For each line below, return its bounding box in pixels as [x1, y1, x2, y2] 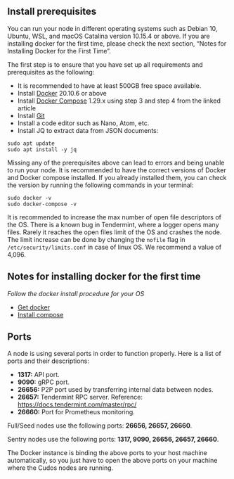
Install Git [17, 111, 45, 120]
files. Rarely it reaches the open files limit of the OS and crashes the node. [7, 228, 222, 236]
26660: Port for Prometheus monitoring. [17, 408, 135, 416]
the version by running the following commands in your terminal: [7, 181, 194, 189]
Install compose [17, 310, 64, 319]
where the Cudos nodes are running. [7, 464, 114, 472]
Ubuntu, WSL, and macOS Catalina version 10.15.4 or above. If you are [7, 32, 210, 40]
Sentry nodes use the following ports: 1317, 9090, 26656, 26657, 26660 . [7, 435, 219, 444]
